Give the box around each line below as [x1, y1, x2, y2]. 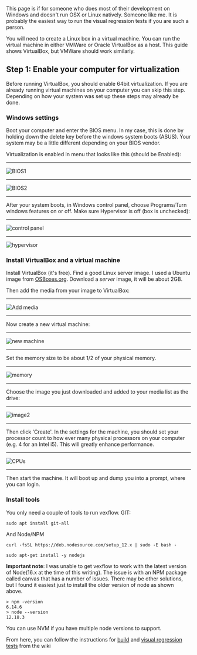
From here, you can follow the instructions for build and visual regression [6, 636, 183, 643]
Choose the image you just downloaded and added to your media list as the [6, 388, 189, 395]
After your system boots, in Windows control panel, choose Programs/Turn [6, 201, 187, 209]
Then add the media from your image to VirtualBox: [6, 287, 130, 294]
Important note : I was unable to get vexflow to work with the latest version [6, 562, 186, 569]
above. [6, 587, 23, 594]
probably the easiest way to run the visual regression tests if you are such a [6, 18, 189, 24]
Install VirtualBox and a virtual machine [6, 256, 120, 264]
